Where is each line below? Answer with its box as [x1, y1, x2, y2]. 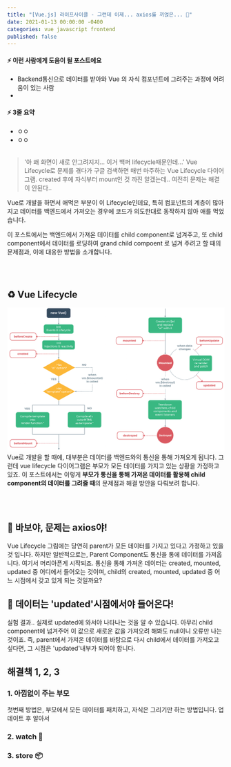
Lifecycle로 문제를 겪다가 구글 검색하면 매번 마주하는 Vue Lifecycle [23, 166, 206, 174]
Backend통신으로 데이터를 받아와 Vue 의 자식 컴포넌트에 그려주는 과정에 [17, 75, 212, 83]
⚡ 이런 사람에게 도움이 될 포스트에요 [7, 56, 102, 64]
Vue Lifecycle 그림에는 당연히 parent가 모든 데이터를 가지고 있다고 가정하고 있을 [7, 542, 224, 550]
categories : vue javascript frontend [7, 26, 116, 33]
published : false [7, 33, 57, 40]
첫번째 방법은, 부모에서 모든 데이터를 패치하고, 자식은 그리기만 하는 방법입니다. [7, 705, 217, 714]
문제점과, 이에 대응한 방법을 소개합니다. [7, 248, 112, 256]
